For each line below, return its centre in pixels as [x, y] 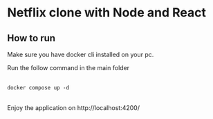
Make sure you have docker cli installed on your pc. [81, 54]
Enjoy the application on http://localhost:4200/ [74, 108]
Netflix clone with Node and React [106, 13]
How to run [31, 38]
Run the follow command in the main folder [68, 68]
